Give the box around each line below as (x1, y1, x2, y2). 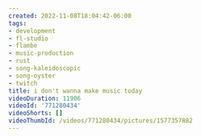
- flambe (8, 42, 38, 50)
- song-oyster (8, 72, 57, 80)
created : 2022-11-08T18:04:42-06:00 (8, 11, 132, 20)
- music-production (8, 49, 74, 57)
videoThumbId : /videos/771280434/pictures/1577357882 (8, 117, 194, 125)
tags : (8, 19, 27, 27)
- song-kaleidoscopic (8, 64, 82, 73)
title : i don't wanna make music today (8, 86, 143, 95)
